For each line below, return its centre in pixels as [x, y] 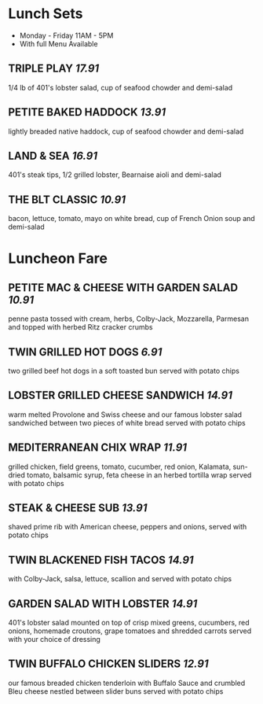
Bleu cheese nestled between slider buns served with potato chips [116, 691]
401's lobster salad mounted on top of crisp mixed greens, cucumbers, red [129, 623]
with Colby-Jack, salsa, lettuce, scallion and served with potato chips [120, 579]
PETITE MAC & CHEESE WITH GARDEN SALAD [123, 287]
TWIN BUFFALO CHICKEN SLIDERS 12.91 [108, 664]
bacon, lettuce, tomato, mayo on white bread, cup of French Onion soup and [131, 219]
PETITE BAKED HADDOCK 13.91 [87, 112]
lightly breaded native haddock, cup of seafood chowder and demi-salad [126, 131]
